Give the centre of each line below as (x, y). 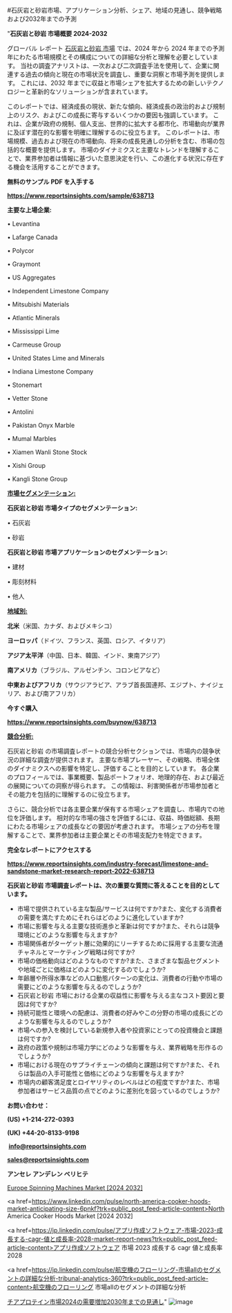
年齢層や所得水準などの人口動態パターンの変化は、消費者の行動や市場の (120, 978)
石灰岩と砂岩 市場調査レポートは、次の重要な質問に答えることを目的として (114, 885)
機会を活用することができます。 (58, 167)
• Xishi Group (27, 466)
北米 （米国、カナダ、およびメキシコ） (61, 626)
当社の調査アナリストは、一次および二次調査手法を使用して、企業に (117, 66)
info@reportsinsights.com (47, 1146)
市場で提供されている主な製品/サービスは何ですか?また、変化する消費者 (119, 909)
